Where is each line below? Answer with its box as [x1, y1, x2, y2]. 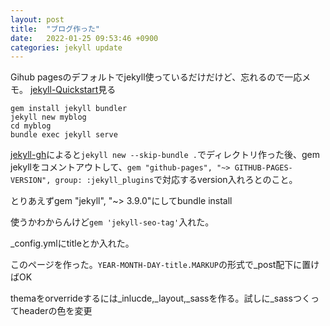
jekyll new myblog [10, 112, 87, 123]
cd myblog [10, 121, 52, 131]
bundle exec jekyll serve [10, 130, 118, 140]
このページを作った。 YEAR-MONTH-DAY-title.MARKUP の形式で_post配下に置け [10, 259, 320, 271]
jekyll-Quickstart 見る [29, 84, 117, 96]
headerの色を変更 [18, 305, 93, 317]
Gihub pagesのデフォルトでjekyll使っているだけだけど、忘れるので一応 [10, 71, 303, 83]
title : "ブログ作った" [10, 24, 100, 34]
